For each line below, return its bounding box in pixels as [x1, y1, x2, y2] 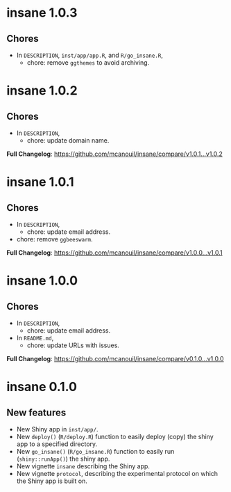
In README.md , [16, 334, 54, 342]
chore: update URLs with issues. [26, 341, 119, 349]
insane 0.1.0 [6, 379, 78, 395]
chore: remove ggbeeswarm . [16, 235, 93, 243]
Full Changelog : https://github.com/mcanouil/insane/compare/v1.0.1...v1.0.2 [6, 150, 223, 158]
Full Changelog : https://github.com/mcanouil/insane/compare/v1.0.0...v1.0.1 [6, 248, 223, 257]
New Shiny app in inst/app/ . [16, 425, 99, 433]
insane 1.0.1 [6, 174, 74, 190]
